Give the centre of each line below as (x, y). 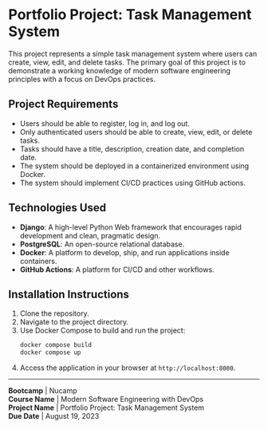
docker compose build (55, 345)
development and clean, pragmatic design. (90, 235)
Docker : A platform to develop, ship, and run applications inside (124, 252)
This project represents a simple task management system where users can (133, 53)
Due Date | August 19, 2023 (54, 416)
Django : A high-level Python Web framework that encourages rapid (130, 227)
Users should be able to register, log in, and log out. (104, 123)
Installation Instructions (69, 294)
